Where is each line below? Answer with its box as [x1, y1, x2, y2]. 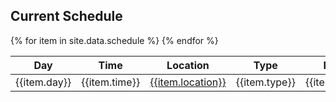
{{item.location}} [149, 75, 227, 89]
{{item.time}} [81, 75, 141, 89]
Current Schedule [10, 8, 123, 25]
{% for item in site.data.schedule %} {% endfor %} [10, 34, 219, 46]
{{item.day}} [15, 75, 72, 89]
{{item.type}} [235, 75, 296, 89]
